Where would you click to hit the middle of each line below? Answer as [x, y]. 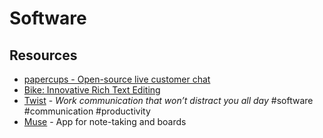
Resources [43, 55]
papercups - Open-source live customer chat [117, 79]
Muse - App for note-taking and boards [105, 121]
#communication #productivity [87, 111]
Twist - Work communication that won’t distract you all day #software [168, 100]
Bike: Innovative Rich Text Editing [92, 90]
